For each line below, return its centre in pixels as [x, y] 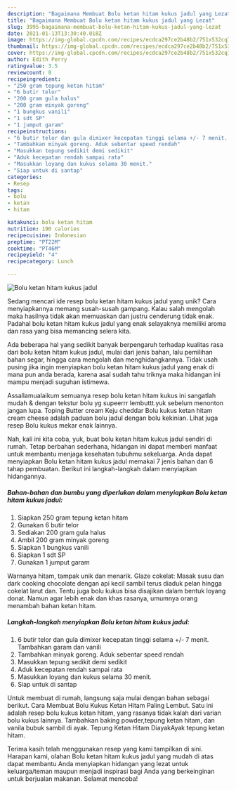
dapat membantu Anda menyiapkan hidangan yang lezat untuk [98, 763]
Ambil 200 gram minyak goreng [63, 540]
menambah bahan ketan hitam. [52, 605]
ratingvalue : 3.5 [33, 66]
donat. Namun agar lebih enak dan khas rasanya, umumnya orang [103, 598]
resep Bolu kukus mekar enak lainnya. [62, 425]
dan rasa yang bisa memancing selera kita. [69, 331]
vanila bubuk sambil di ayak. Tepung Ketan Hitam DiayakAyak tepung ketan [116, 728]
